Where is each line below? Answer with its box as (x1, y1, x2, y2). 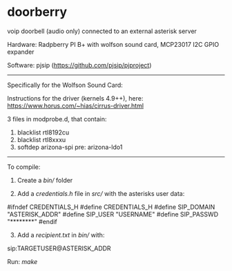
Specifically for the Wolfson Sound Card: (7, 81, 123, 89)
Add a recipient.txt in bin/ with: (17, 230, 105, 239)
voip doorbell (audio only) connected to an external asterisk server (7, 27, 197, 35)
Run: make (7, 257, 38, 265)
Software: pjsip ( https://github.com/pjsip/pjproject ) (7, 61, 152, 69)
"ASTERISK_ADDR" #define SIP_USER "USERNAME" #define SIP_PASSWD (7, 210, 219, 218)
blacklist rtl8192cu (17, 128, 70, 137)
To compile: (7, 163, 41, 171)
